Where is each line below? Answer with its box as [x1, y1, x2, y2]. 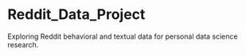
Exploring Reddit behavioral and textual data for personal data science [7, 32, 238, 41]
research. [7, 39, 39, 49]
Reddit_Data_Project [7, 6, 146, 24]
